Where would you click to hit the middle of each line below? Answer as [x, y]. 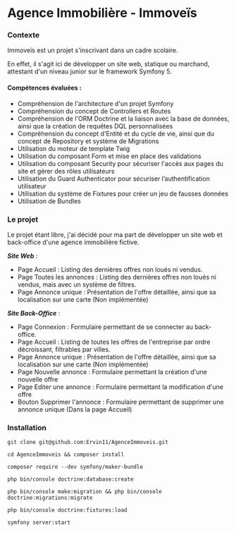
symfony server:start [39, 523]
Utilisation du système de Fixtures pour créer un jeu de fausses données [123, 193]
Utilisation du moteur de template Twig [74, 148]
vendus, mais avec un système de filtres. [77, 285]
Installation [27, 427]
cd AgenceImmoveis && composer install [66, 455]
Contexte [24, 35]
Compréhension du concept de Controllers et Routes [94, 111]
